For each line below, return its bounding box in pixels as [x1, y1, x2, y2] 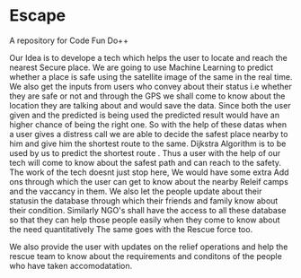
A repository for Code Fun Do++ [9, 35, 128, 46]
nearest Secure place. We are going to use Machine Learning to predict [9, 62, 274, 73]
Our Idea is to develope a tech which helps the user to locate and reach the [9, 52, 288, 63]
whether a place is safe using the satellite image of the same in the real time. [9, 71, 293, 82]
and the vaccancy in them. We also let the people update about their [9, 186, 262, 196]
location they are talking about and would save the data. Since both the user [9, 100, 291, 110]
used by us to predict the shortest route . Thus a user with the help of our [9, 147, 281, 158]
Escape [9, 5, 66, 26]
